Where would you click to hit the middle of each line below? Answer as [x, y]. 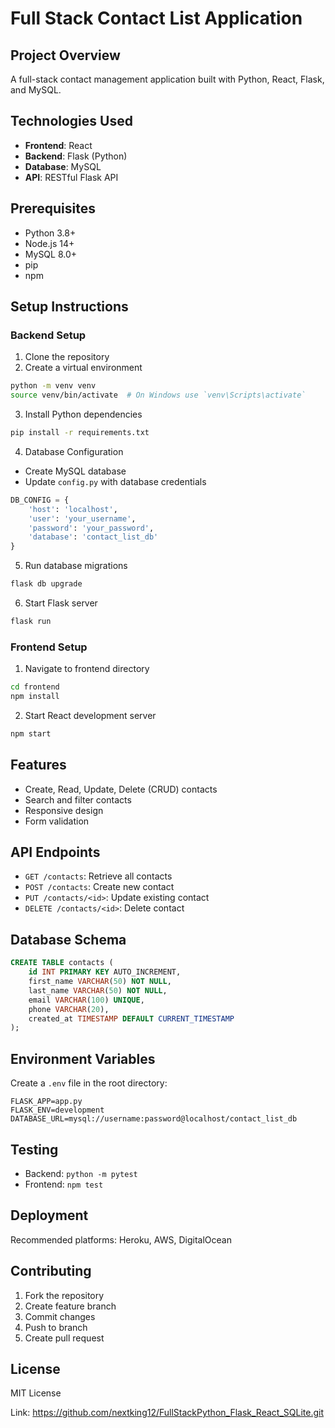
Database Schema [68, 939]
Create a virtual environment [83, 368]
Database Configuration [74, 451]
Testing [34, 1149]
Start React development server [90, 715]
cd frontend [35, 687]
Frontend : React [58, 145]
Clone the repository [67, 357]
